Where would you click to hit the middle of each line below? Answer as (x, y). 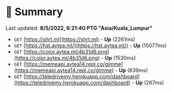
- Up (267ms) (148, 82)
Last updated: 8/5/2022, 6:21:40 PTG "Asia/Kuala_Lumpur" (79, 28)
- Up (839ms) (131, 70)
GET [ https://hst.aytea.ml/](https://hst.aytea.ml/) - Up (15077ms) (90, 45)
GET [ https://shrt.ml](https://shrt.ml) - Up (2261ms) (75, 39)
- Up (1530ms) (118, 58)
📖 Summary (34, 12)
